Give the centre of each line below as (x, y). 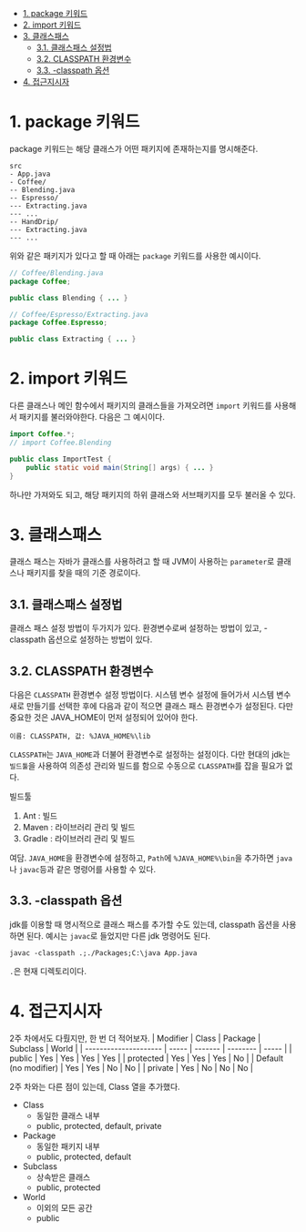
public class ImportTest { (61, 459)
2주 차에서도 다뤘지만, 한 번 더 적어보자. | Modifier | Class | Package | (135, 1038)
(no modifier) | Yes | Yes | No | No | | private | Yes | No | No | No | (131, 1067)
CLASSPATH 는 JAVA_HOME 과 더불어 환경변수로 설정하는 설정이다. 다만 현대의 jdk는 (150, 755)
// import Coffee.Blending (61, 443)
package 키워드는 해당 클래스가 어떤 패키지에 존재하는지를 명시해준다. (134, 148)
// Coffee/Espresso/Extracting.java (79, 314)
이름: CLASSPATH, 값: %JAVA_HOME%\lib (80, 737)
